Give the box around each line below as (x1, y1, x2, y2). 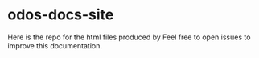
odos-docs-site (7, 6, 114, 24)
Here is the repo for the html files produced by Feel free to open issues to (7, 32, 251, 42)
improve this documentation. (7, 40, 102, 50)
